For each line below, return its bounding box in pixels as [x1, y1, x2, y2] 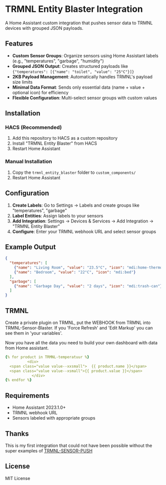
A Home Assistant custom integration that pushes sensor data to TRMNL [5, 20, 153, 26]
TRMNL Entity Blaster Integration [5, 3, 143, 15]
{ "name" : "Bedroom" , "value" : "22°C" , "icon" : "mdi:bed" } [14, 269, 136, 274]
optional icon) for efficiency [12, 89, 69, 95]
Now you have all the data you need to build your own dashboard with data [5, 340, 158, 346]
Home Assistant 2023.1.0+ [12, 405, 66, 411]
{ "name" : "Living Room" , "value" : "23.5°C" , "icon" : [14, 265, 125, 270]
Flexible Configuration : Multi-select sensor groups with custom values [12, 95, 157, 101]
